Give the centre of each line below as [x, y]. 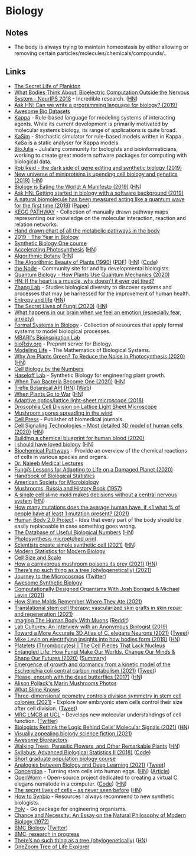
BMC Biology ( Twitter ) [41, 828]
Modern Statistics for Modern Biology [60, 551]
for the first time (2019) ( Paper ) [52, 205]
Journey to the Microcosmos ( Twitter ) [60, 576]
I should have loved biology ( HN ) [54, 444]
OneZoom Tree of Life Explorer [52, 847]
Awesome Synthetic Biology [48, 582]
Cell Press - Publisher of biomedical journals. [69, 419]
